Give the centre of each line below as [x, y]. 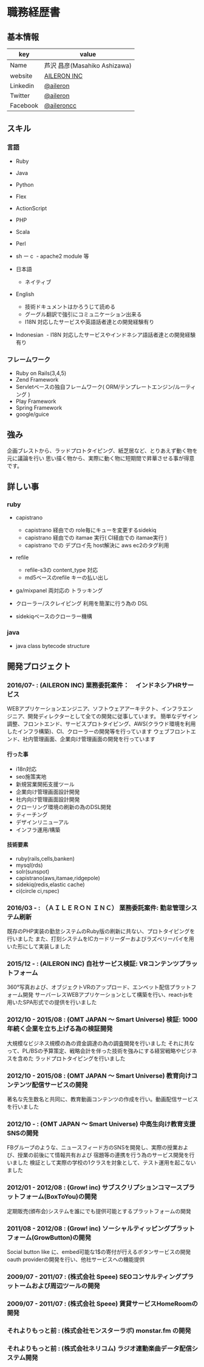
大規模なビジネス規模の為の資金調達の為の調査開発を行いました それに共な [101, 1043]
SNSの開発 [23, 1133]
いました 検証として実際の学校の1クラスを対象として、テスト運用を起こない [101, 1163]
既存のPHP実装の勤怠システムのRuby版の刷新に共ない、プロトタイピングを [101, 931]
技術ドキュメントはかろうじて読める [70, 306]
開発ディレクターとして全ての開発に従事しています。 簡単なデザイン [113, 716]
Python [25, 184]
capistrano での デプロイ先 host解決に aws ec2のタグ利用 [97, 545]
